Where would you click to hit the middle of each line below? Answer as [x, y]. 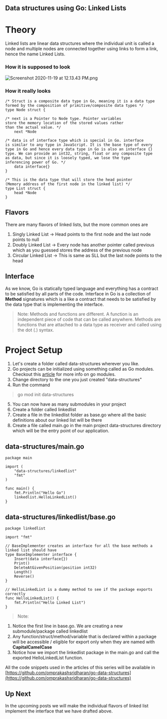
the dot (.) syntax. [36, 330]
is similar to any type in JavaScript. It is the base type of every [79, 145]
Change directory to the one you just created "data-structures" [77, 380]
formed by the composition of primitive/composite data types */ [74, 105]
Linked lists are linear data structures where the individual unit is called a [80, 43]
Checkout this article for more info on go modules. [64, 374]
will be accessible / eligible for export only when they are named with [83, 642]
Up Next [18, 694]
